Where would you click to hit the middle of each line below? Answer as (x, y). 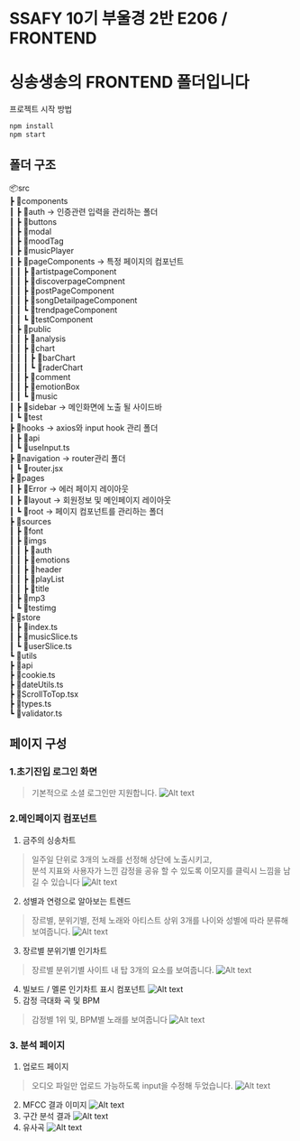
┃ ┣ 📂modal (31, 231)
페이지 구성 (38, 744)
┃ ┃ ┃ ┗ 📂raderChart (46, 367)
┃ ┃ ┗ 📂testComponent (51, 319)
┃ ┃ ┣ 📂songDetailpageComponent (73, 300)
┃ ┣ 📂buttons (33, 221)
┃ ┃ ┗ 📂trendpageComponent (64, 310)
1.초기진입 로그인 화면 (53, 771)
